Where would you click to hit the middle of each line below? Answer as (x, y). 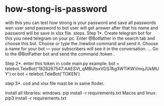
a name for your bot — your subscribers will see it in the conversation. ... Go (82, 49)
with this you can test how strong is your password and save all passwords (81, 23)
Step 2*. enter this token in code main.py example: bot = (62, 63)
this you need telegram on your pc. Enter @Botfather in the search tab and (80, 38)
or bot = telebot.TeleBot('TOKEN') (46, 74)
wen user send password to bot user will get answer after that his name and (82, 27)
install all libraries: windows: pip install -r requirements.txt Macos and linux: (81, 93)
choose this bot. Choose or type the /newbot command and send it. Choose (82, 43)
